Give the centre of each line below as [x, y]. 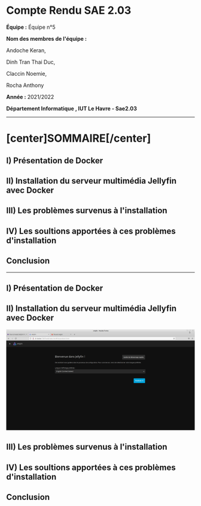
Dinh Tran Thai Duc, [31, 62]
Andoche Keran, [26, 50]
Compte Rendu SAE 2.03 [69, 11]
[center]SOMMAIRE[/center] [79, 138]
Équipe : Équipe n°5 [31, 27]
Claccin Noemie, [27, 73]
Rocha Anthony [25, 85]
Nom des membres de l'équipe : [46, 38]
